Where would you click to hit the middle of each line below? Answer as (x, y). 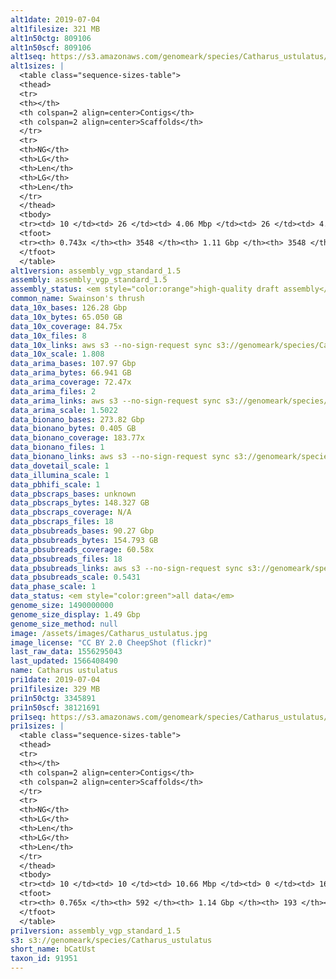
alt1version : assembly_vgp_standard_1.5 (96, 271)
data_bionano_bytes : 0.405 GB (73, 429)
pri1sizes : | (37, 726)
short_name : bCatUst (53, 949)
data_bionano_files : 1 (57, 447)
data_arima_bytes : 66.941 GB (71, 373)
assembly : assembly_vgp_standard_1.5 (89, 280)
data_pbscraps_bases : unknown (73, 494)
